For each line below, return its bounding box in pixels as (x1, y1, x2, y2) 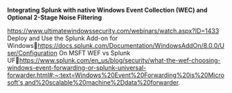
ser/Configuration (7, 49, 57, 57)
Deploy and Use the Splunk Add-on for (7, 34, 118, 42)
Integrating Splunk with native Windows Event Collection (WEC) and (7, 6, 208, 14)
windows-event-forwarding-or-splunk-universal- (7, 64, 147, 71)
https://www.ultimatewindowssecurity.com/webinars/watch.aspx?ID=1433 (7, 27, 220, 35)
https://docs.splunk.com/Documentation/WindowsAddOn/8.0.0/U (37, 42, 225, 49)
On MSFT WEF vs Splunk (58, 49, 131, 57)
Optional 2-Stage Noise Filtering (7, 13, 102, 22)
